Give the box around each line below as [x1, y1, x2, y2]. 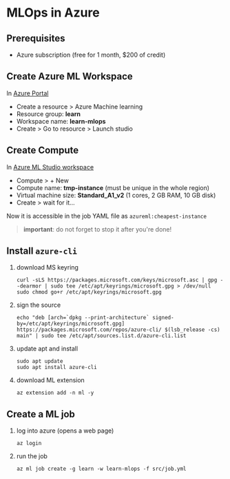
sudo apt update [16, 358, 63, 365]
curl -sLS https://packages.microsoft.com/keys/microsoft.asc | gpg [16, 276, 218, 284]
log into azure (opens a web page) [16, 426, 114, 435]
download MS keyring [16, 263, 79, 272]
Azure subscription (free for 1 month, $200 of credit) [16, 50, 166, 59]
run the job [16, 452, 48, 460]
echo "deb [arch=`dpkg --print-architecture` [16, 314, 149, 321]
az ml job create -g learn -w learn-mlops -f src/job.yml [16, 465, 187, 473]
